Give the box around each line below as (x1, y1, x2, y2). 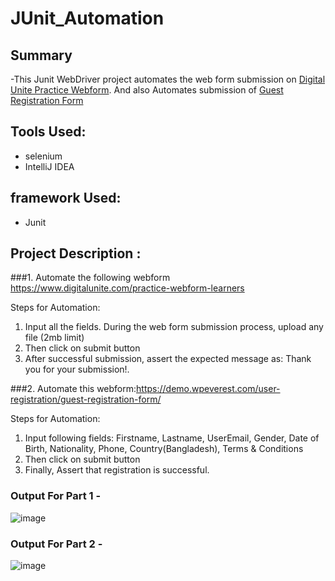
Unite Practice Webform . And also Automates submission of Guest (10, 84, 284, 96)
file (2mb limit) (24, 332, 85, 344)
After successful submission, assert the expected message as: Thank (24, 353, 312, 365)
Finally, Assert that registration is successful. (24, 464, 210, 476)
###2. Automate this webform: (10, 383, 137, 395)
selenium (24, 150, 63, 162)
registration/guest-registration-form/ (10, 393, 162, 406)
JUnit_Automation (10, 7, 165, 30)
